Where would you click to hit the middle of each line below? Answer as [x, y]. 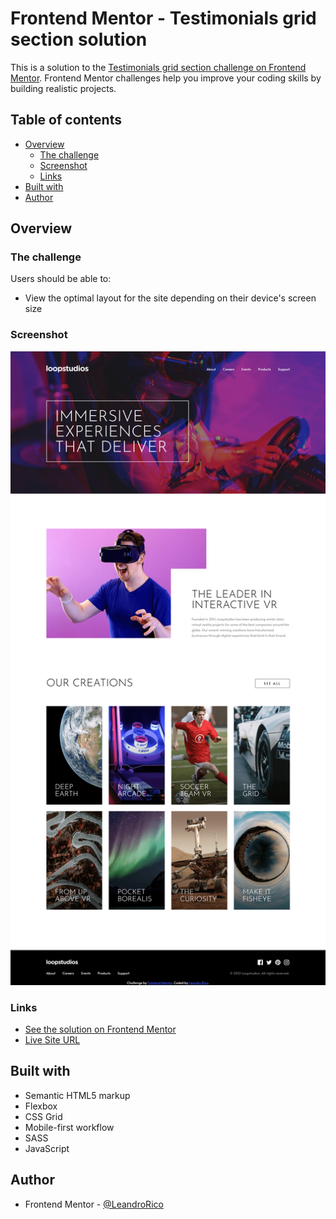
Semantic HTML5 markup [77, 1095]
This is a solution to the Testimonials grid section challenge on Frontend [158, 67]
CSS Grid [43, 1116]
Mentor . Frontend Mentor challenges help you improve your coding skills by [166, 78]
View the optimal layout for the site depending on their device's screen [170, 298]
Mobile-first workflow [69, 1127]
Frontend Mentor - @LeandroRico [94, 1204]
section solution [79, 39]
